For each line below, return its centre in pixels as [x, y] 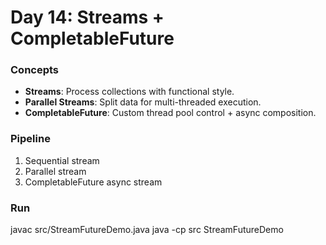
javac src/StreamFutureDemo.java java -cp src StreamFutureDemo [147, 230]
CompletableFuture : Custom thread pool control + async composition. [170, 113]
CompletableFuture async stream [93, 182]
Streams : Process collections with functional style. [129, 92]
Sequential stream [62, 160]
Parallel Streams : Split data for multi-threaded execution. [143, 102]
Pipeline [30, 139]
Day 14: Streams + [87, 17]
